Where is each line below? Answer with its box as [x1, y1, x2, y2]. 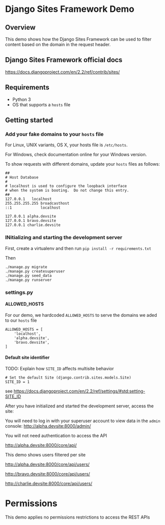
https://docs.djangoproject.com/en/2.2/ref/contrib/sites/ [5, 69, 120, 75]
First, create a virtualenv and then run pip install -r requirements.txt [5, 245, 152, 251]
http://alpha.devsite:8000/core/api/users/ [5, 461, 90, 467]
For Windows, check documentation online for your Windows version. [5, 152, 147, 158]
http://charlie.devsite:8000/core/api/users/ [5, 481, 92, 486]
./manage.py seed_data [5, 273, 52, 278]
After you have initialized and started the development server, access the [5, 403, 154, 409]
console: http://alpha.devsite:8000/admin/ [5, 423, 91, 429]
